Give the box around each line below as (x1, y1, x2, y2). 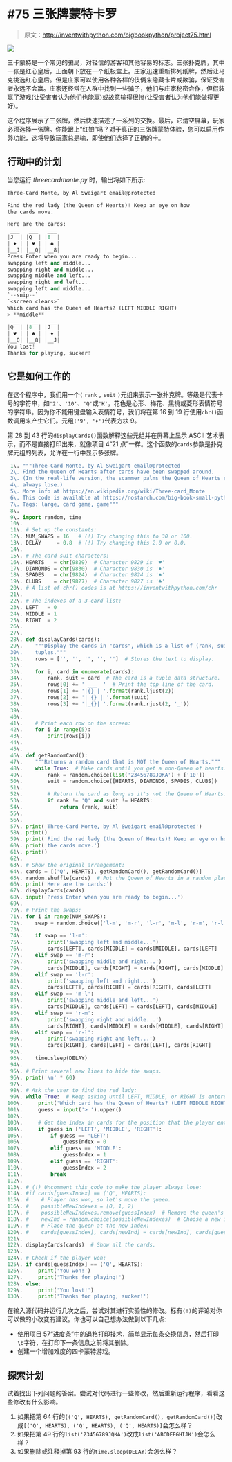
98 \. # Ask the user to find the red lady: (10, 1087, 137, 1094)
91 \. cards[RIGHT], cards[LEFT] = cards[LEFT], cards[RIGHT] (10, 1042, 212, 1049)
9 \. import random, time (10, 513, 81, 520)
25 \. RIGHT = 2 (10, 617, 57, 624)
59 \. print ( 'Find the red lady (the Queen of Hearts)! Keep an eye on (10, 836, 217, 843)
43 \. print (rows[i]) (10, 732, 91, 740)
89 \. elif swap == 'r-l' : (10, 1029, 95, 1036)
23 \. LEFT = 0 (10, 604, 57, 610)
